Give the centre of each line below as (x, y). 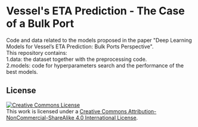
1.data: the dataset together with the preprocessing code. (77, 59)
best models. (22, 72)
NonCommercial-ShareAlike (40, 117)
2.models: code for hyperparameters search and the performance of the (95, 65)
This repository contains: (37, 52)
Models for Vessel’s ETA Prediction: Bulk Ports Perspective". (80, 47)
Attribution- (142, 111)
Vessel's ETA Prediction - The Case (95, 11)
